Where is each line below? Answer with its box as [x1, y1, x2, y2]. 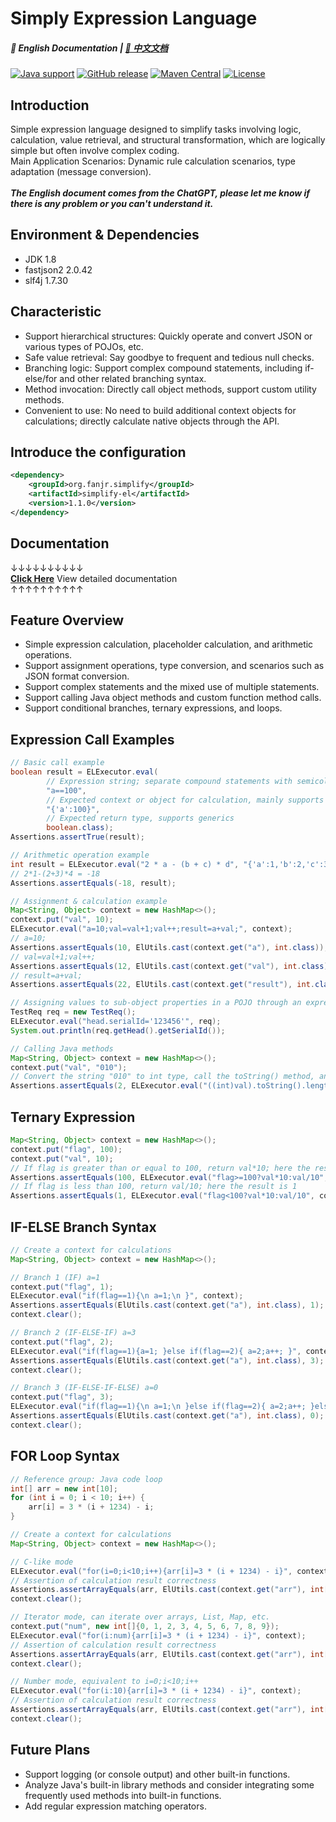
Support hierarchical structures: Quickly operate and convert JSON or [24, 330, 313, 342]
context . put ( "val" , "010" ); [10, 1062, 128, 1072]
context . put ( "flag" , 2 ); [10, 1337, 114, 1347]
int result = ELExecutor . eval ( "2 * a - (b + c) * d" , [10, 859, 240, 869]
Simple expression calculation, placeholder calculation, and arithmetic [24, 638, 314, 651]
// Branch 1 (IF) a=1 [10, 1272, 101, 1282]
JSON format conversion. [24, 670, 130, 682]
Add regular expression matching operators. [24, 1800, 207, 1812]
